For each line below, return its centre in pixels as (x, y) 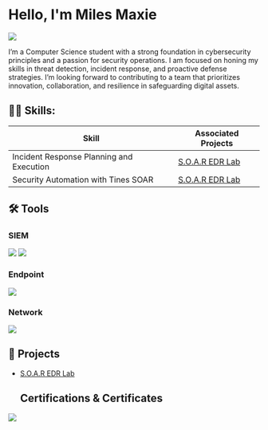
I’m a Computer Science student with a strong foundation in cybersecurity (130, 51)
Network (26, 312)
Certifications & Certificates (91, 398)
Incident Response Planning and (73, 156)
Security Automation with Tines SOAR (83, 179)
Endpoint (26, 274)
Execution (31, 167)
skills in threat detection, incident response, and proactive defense (118, 69)
